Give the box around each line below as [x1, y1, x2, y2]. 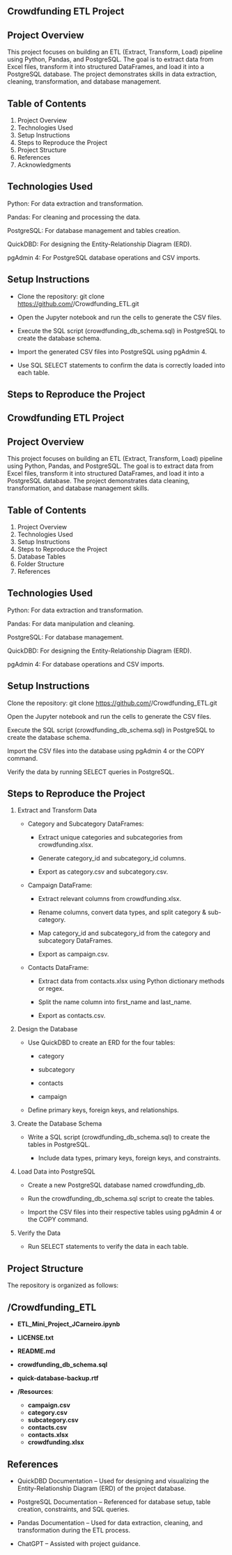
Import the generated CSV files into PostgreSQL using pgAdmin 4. [17, 347, 208, 356]
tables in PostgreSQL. [27, 1140, 91, 1149]
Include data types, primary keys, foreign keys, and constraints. [38, 1154, 221, 1162]
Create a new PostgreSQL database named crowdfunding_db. [27, 1181, 206, 1190]
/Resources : [17, 1388, 54, 1396]
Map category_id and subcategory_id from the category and [38, 929, 210, 937]
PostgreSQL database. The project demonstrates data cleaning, [7, 477, 190, 485]
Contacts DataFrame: [27, 964, 89, 972]
